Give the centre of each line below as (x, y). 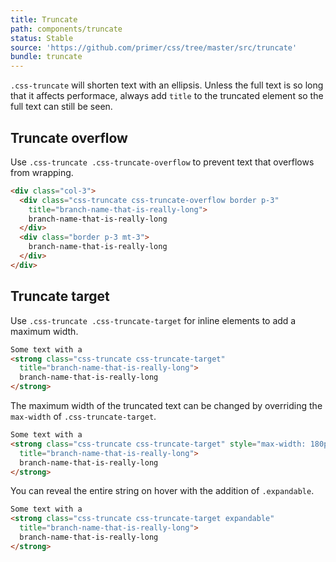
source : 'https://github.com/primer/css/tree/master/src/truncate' (154, 47)
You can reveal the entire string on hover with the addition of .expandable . (162, 491)
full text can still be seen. (61, 107)
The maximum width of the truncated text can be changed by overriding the (166, 405)
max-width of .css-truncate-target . (83, 416)
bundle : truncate (46, 57)
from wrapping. (42, 172)
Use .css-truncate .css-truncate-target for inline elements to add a (153, 320)
